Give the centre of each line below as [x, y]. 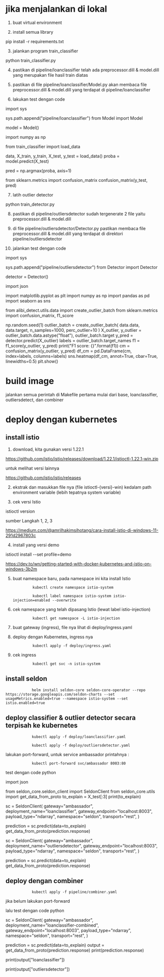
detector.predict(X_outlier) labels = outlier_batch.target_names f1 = [73, 340]
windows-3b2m [21, 569]
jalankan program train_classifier [45, 51]
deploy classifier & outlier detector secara [71, 718]
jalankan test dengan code [39, 248]
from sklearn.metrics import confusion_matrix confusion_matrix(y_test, [77, 180]
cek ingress [24, 655]
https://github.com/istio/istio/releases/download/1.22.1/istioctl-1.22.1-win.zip [82, 458]
